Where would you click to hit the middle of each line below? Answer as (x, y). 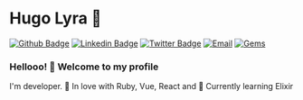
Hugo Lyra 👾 (56, 18)
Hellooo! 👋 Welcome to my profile (84, 67)
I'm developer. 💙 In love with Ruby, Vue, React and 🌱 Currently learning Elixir (151, 86)
